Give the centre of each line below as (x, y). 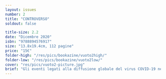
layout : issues (21, 10)
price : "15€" (19, 51)
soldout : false (21, 23)
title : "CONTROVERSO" (27, 19)
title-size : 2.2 (22, 33)
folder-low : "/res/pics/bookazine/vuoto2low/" (54, 60)
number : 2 (15, 14)
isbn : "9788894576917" (28, 42)
